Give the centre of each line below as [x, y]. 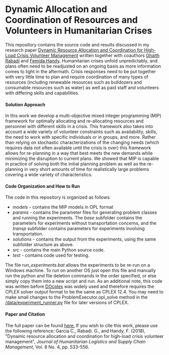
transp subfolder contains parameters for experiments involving [78, 228]
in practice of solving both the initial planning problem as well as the [76, 164]
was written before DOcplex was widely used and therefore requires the [80, 286]
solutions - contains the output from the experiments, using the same [84, 239]
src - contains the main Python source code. [59, 250]
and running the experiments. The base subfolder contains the [77, 218]
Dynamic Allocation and [56, 9]
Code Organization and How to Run [43, 186]
